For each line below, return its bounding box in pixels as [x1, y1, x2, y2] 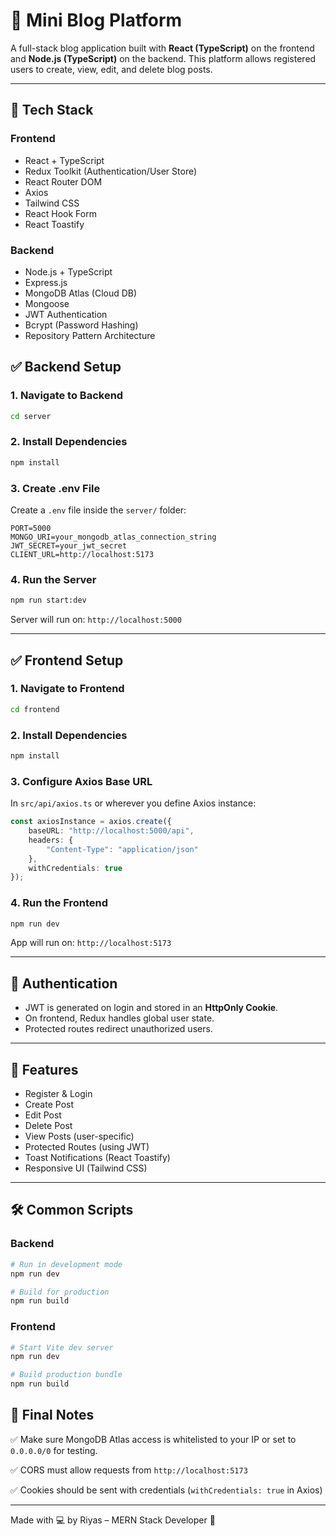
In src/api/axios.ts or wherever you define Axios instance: [10, 797, 257, 809]
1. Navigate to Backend [10, 389, 124, 403]
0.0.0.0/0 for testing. [10, 1444, 98, 1456]
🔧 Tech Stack [10, 102, 94, 119]
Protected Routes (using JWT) [24, 1141, 150, 1153]
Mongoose [24, 297, 70, 309]
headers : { [28, 835, 74, 845]
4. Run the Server [10, 572, 97, 586]
